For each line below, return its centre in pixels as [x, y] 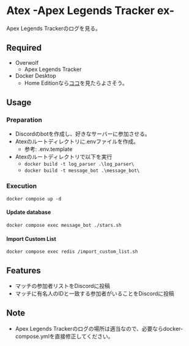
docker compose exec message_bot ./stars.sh [64, 225]
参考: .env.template [48, 149]
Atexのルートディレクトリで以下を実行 [64, 157]
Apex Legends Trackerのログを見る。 [54, 28]
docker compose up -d [34, 199]
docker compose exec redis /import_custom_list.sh [72, 252]
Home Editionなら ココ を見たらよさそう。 [76, 83]
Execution [22, 186]
